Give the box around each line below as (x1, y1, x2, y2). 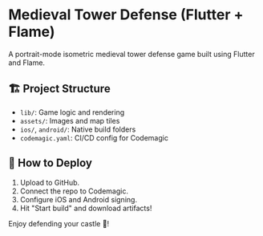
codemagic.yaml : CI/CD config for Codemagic (19, 132, 168, 142)
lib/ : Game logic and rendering (19, 107, 125, 117)
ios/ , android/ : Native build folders (19, 124, 136, 134)
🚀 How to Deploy (8, 157, 92, 170)
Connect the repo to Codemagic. (19, 186, 128, 196)
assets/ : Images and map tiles (19, 116, 120, 125)
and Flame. (8, 58, 46, 67)
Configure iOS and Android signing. (19, 194, 138, 204)
